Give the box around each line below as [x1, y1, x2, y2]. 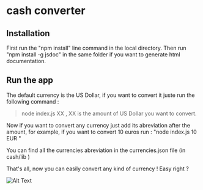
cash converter [6, 4, 86, 18]
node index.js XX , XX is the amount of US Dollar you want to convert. [21, 110, 197, 117]
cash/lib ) [6, 153, 31, 160]
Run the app [6, 75, 53, 86]
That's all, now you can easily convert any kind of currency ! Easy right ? [6, 165, 190, 172]
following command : [6, 97, 59, 105]
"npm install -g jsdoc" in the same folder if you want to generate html [6, 51, 180, 58]
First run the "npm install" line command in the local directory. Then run [6, 44, 186, 51]
